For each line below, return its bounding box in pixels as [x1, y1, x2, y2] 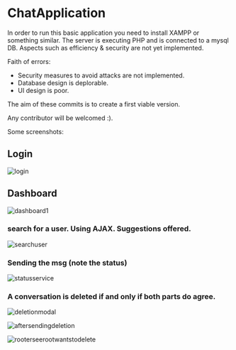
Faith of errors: [7, 57, 51, 65]
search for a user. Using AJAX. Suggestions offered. [7, 224, 191, 234]
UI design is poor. [17, 86, 69, 94]
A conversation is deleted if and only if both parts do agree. [7, 292, 216, 302]
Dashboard [7, 187, 57, 199]
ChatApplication [7, 5, 106, 21]
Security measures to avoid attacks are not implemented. [17, 71, 185, 80]
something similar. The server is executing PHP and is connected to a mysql [7, 35, 229, 44]
